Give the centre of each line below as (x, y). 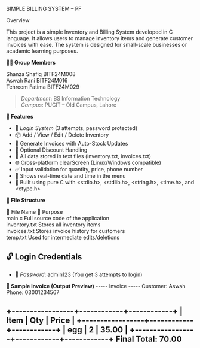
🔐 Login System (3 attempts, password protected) (76, 128)
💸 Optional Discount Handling (51, 150)
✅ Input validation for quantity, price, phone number (79, 169)
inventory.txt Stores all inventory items (53, 225)
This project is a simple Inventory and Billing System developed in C (90, 32)
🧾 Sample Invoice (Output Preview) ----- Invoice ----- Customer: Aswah (96, 286)
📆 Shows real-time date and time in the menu (70, 176)
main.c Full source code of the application (58, 218)
